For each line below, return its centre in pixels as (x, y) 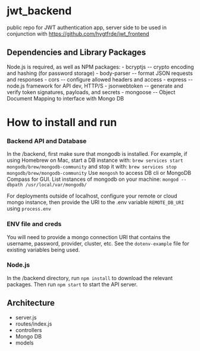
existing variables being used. (43, 250)
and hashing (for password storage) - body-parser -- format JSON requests (100, 73)
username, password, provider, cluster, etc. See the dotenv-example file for (98, 243)
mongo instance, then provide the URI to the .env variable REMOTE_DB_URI (96, 202)
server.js (26, 317)
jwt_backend (39, 11)
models (24, 343)
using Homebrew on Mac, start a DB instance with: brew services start (95, 160)
